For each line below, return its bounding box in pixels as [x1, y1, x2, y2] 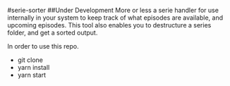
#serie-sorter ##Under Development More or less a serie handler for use [7, 6, 219, 14]
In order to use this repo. [7, 42, 79, 50]
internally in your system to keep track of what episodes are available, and [7, 13, 224, 22]
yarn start [17, 70, 47, 79]
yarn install [17, 63, 50, 71]
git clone [17, 56, 44, 64]
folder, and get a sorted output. [7, 28, 98, 37]
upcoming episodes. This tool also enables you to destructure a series [7, 21, 212, 29]
